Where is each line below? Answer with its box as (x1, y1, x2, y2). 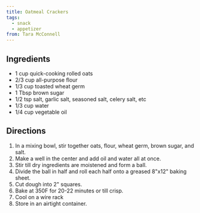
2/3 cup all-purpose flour (14, 76, 78, 84)
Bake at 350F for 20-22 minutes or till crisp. (14, 187, 123, 194)
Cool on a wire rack (14, 193, 64, 200)
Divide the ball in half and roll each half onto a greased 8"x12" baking (14, 168, 187, 175)
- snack (11, 20, 31, 26)
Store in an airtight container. (14, 200, 87, 207)
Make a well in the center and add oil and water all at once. (14, 155, 161, 162)
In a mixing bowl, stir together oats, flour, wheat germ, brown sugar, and (14, 142, 195, 149)
